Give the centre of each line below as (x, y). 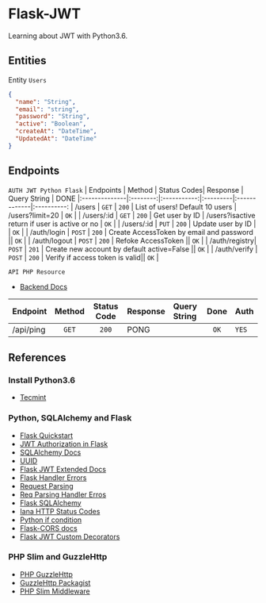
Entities (27, 61)
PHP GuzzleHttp (46, 574)
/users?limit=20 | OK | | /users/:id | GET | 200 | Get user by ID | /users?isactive (132, 215)
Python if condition (51, 520)
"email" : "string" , (47, 109)
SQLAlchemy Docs (50, 452)
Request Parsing (46, 486)
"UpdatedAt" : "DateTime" (56, 139)
